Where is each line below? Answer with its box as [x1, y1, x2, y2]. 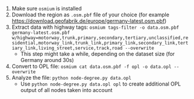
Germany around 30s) [20, 57, 75, 63]
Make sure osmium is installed [11, 5, 82, 12]
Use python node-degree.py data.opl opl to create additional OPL [20, 80, 181, 87]
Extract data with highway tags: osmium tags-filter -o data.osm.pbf [11, 23, 179, 30]
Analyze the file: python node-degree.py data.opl [11, 74, 132, 81]
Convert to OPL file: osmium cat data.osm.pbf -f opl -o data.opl [11, 63, 172, 70]
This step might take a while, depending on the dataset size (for [20, 50, 175, 57]
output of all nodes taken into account [20, 87, 113, 93]
